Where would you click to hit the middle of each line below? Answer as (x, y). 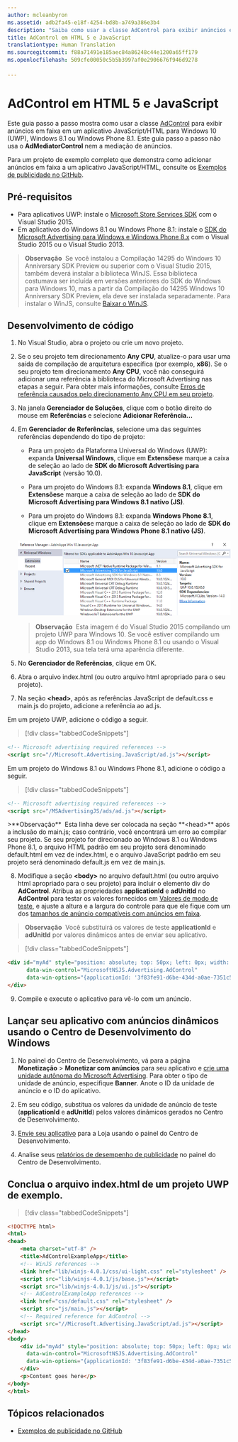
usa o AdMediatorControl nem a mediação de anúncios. (90, 146)
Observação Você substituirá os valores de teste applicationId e (120, 928)
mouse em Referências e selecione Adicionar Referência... (105, 416)
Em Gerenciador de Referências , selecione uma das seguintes (109, 429)
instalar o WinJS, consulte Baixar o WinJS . (86, 303)
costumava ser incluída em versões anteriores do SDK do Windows (123, 281)
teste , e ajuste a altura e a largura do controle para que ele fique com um (124, 906)
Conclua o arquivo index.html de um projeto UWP (118, 1184)
